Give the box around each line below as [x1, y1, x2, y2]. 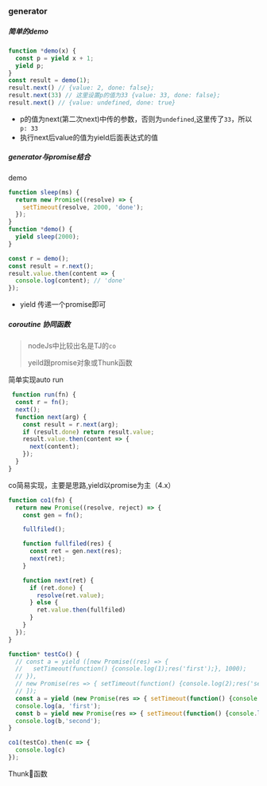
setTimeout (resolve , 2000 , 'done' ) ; [22, 203, 145, 211]
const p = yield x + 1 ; [15, 54, 94, 62]
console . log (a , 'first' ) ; [15, 702, 102, 710]
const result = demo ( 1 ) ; [8, 77, 91, 84]
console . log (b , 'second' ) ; [15, 717, 102, 725]
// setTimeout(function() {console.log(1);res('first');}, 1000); [15, 665, 247, 673]
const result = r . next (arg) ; [22, 420, 119, 428]
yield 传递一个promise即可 [19, 300, 106, 309]
